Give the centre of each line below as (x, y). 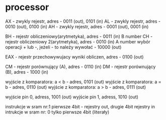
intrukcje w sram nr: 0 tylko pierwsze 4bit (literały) (57, 112)
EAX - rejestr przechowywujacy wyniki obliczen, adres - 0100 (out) (74, 56)
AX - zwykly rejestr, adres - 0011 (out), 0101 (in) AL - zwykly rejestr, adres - (83, 21)
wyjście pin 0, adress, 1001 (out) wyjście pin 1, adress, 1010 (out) (72, 97)
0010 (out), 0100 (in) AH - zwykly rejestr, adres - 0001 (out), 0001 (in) (77, 26)
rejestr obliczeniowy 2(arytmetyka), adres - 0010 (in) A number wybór (78, 41)
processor (27, 7)
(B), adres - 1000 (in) (27, 72)
